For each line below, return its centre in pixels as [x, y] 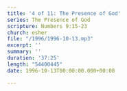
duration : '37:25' [33, 58]
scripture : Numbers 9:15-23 [47, 26]
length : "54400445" [35, 64]
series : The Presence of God [49, 20]
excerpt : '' [24, 45]
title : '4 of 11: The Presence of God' [64, 13]
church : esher [27, 32]
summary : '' [24, 52]
